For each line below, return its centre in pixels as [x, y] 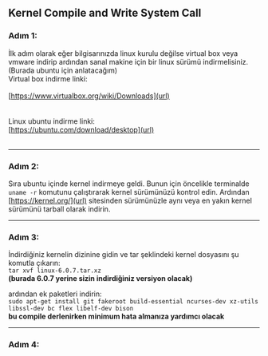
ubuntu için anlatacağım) [77, 70]
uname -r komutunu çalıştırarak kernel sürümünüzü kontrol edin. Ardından [129, 192]
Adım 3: [24, 237]
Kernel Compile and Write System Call [105, 13]
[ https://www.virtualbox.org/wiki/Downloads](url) [89, 96]
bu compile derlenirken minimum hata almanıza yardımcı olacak [116, 316]
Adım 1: [23, 36]
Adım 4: [24, 345]
